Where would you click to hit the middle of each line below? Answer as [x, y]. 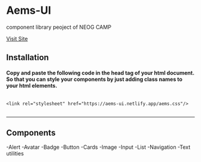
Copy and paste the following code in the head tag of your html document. [100, 73]
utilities [15, 154]
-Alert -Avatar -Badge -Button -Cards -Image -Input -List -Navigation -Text [98, 147]
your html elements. [32, 85]
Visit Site [17, 38]
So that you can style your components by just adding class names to [94, 79]
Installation [28, 58]
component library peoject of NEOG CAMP [59, 27]
